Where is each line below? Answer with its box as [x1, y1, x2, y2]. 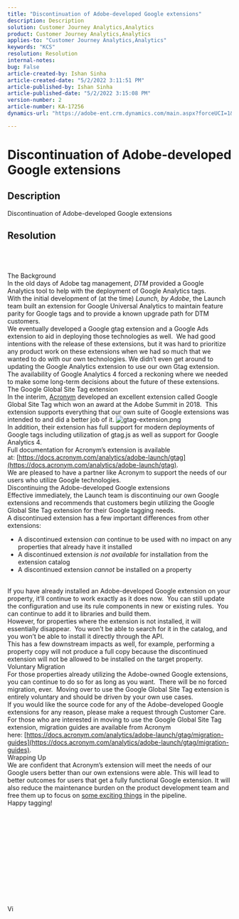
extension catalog [17, 557, 70, 566]
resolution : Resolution [7, 51, 78, 58]
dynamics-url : [7, 110, 50, 117]
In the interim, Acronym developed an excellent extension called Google [7, 393, 218, 401]
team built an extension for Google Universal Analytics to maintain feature [7, 301, 223, 310]
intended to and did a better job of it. [7, 415, 115, 424]
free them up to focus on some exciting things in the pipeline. [7, 791, 187, 799]
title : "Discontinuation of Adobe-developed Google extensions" [7, 10, 202, 18]
